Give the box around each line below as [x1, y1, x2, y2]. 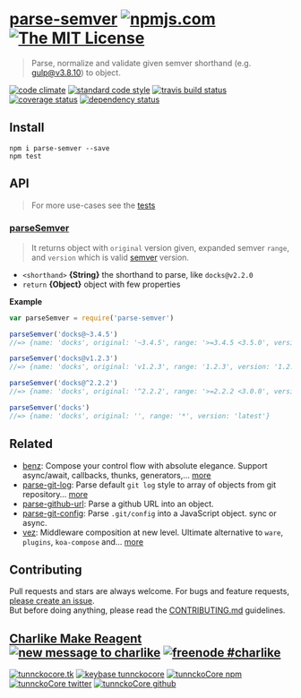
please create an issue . [9, 596, 96, 607]
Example [9, 296, 43, 306]
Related [9, 436, 54, 452]
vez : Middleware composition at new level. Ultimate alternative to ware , [21, 527, 284, 538]
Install [9, 120, 45, 135]
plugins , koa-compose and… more [21, 536, 144, 547]
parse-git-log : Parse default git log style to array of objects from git [21, 479, 276, 490]
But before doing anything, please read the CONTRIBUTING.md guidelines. [9, 605, 286, 616]
